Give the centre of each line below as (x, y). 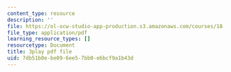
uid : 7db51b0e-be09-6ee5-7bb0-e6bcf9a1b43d (70, 58)
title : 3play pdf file (40, 52)
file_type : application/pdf (47, 33)
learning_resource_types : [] (49, 39)
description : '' (30, 20)
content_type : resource (41, 13)
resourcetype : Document (41, 45)
